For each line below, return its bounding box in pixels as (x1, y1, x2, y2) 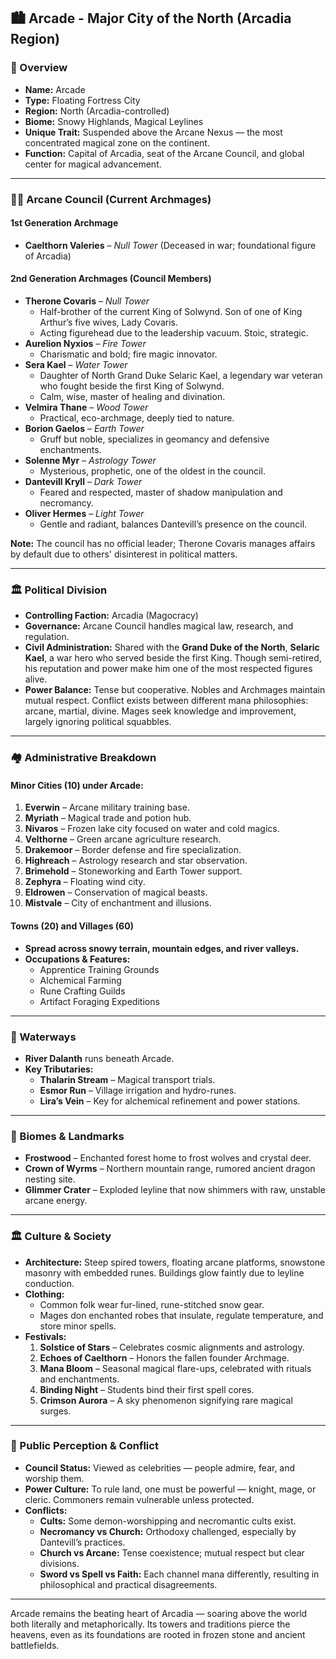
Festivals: (24, 1330, 67, 1342)
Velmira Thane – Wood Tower (24, 401, 149, 414)
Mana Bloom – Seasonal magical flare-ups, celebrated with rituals (39, 1362, 312, 1374)
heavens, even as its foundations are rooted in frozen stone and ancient (10, 1628, 306, 1640)
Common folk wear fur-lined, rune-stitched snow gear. (39, 1298, 265, 1310)
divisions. (39, 1557, 80, 1569)
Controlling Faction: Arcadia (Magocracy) (24, 610, 199, 622)
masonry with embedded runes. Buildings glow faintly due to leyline (24, 1266, 305, 1279)
